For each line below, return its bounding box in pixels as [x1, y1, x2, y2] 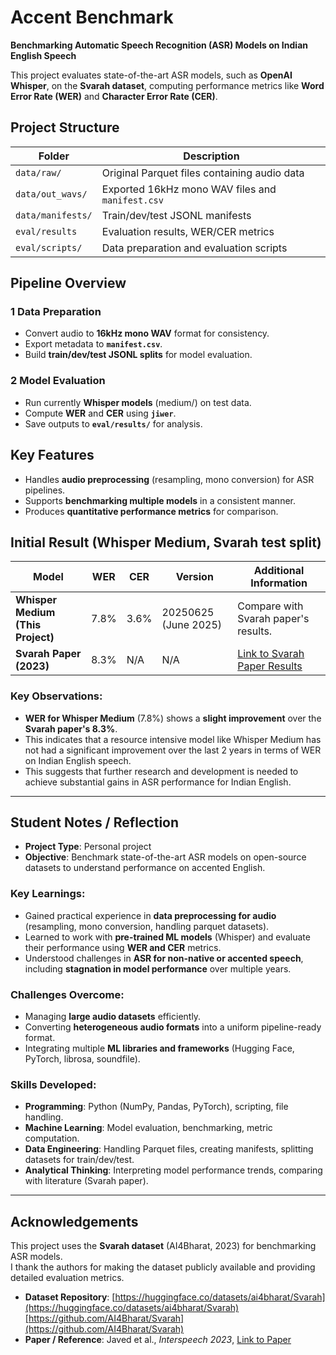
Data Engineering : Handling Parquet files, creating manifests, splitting [24, 1143, 314, 1155]
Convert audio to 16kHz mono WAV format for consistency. [24, 327, 270, 340]
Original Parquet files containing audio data [101, 166, 305, 180]
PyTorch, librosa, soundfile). [24, 1053, 141, 1065]
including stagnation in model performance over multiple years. [24, 962, 292, 975]
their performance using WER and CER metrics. [24, 941, 222, 953]
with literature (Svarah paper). [24, 1175, 149, 1187]
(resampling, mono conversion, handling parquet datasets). [24, 920, 270, 932]
